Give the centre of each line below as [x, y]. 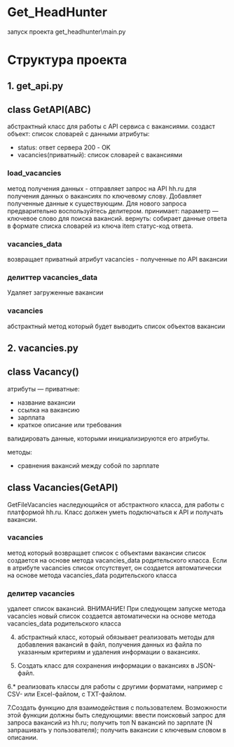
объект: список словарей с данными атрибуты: [78, 134]
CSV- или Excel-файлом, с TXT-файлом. [67, 694]
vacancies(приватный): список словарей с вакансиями [100, 155]
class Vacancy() [43, 372]
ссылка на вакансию [49, 410]
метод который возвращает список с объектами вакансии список [107, 553]
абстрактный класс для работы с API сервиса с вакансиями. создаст [111, 126]
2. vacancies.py [43, 348]
